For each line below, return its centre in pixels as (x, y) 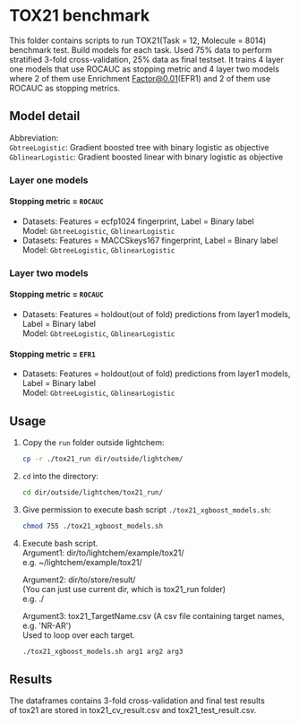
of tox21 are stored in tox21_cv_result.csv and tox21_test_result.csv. (133, 710)
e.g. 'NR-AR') (47, 625)
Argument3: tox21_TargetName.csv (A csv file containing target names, (153, 615)
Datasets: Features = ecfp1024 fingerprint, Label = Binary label (138, 221)
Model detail (45, 116)
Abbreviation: (34, 138)
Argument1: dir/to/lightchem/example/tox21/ (103, 553)
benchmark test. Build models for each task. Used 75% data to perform (141, 49)
